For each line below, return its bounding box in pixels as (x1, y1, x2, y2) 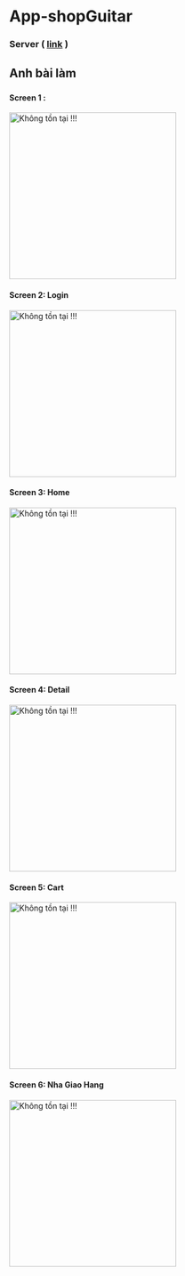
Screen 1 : (9, 92, 46, 103)
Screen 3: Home (9, 487, 70, 498)
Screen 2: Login (9, 290, 69, 301)
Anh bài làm (9, 65, 77, 81)
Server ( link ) (9, 38, 68, 51)
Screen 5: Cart (9, 882, 64, 893)
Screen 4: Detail (9, 685, 70, 695)
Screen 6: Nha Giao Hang (9, 1079, 104, 1090)
